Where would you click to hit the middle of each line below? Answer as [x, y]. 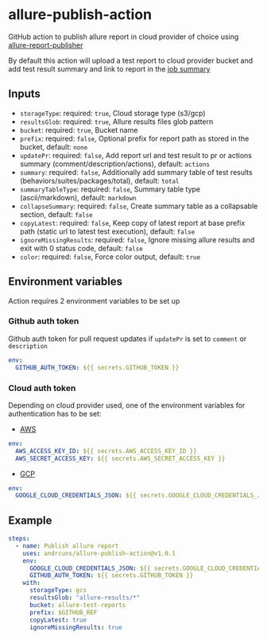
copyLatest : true [58, 620]
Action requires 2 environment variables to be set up [94, 300]
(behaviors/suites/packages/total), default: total [99, 180]
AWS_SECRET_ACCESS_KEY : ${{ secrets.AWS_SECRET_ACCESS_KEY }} [120, 459]
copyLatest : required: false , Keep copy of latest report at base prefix [132, 223]
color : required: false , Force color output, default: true [110, 257]
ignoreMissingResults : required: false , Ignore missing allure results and [137, 239]
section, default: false [56, 214]
